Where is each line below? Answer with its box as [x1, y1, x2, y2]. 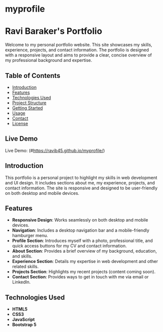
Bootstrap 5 [12, 322, 36, 328]
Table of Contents [5, 72, 61, 80]
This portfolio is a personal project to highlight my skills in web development [5, 174, 158, 181]
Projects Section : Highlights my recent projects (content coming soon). [12, 269, 156, 275]
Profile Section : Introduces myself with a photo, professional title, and [12, 238, 153, 244]
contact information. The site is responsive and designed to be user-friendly [5, 185, 158, 191]
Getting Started [12, 105, 43, 111]
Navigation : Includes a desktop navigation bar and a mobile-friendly [12, 227, 149, 233]
